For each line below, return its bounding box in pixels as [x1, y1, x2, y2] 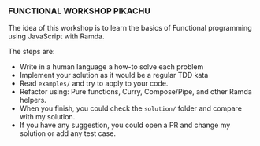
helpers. [19, 96, 47, 105]
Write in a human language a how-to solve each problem [19, 62, 204, 71]
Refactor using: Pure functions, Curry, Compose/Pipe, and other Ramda [19, 87, 252, 97]
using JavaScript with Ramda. [8, 31, 105, 41]
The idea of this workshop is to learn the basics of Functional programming [8, 24, 252, 33]
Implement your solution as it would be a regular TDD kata [19, 71, 209, 80]
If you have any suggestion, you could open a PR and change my [19, 120, 231, 130]
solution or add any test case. [19, 129, 117, 138]
